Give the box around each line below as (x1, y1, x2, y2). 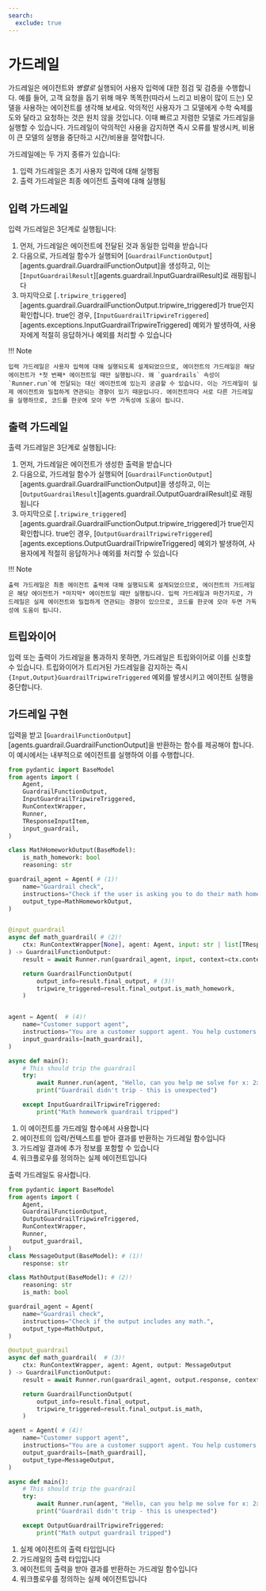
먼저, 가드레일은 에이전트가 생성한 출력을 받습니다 (19, 460, 173, 469)
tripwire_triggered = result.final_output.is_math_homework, (36, 984, 236, 993)
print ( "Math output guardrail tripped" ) (36, 1528, 172, 1537)
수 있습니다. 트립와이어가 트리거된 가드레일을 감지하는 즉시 (8, 662, 188, 672)
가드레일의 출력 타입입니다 (19, 1554, 101, 1563)
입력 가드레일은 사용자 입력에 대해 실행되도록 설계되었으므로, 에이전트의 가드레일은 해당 (8, 363, 256, 371)
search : (8, 11, 34, 20)
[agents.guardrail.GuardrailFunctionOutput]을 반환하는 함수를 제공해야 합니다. (8, 740, 254, 750)
